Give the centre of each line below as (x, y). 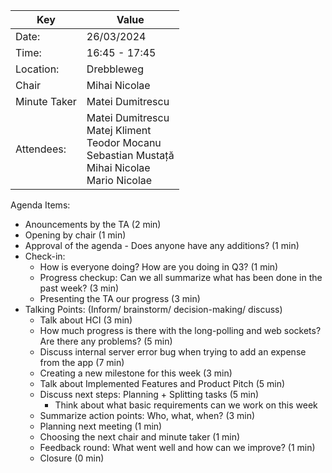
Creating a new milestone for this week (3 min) (136, 373)
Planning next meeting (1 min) (101, 426)
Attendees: (41, 149)
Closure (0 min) (72, 458)
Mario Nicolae (119, 180)
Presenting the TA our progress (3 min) (120, 298)
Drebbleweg (115, 69)
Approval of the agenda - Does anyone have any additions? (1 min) (162, 245)
